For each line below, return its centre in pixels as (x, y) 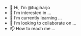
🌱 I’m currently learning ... (36, 18)
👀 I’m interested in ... (30, 13)
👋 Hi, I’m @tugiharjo (30, 8)
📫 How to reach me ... (32, 28)
